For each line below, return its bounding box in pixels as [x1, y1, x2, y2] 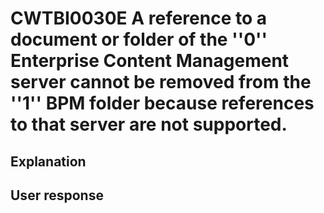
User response [10, 187, 104, 204]
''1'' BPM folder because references [10, 92, 315, 115]
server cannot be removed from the [10, 71, 312, 94]
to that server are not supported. [10, 113, 288, 136]
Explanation [10, 153, 87, 170]
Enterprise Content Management [10, 50, 290, 72]
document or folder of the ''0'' [10, 28, 268, 51]
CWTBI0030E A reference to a [10, 7, 268, 30]
